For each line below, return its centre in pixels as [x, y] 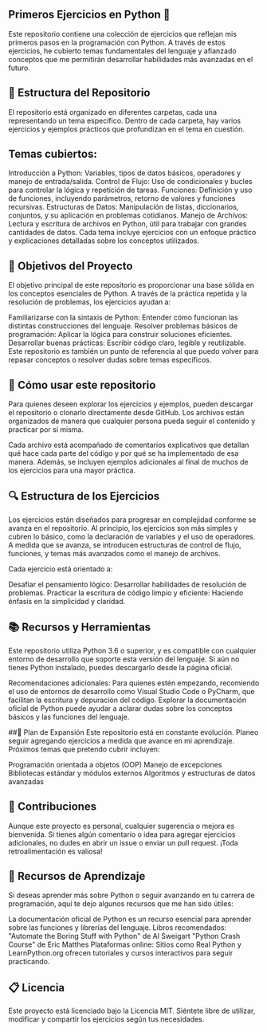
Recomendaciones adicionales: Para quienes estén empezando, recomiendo [134, 683]
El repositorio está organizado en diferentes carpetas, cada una [113, 112]
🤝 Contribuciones [53, 807]
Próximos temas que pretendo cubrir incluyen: [84, 749]
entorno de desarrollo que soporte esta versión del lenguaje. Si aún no [124, 659]
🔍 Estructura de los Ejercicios [84, 496]
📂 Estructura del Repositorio [79, 93]
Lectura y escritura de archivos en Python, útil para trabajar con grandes [128, 224]
